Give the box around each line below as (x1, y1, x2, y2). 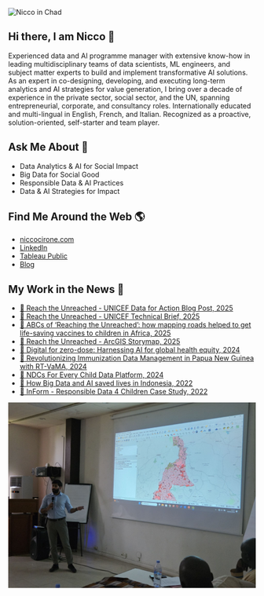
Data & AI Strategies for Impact (19, 186, 120, 196)
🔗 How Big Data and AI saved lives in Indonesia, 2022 (19, 378, 193, 388)
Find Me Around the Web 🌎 (8, 210, 145, 224)
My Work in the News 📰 (8, 283, 124, 296)
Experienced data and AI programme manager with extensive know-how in (8, 51, 251, 60)
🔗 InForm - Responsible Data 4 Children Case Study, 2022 (19, 387, 208, 397)
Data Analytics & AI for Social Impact (19, 161, 139, 170)
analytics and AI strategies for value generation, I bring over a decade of (8, 84, 243, 93)
